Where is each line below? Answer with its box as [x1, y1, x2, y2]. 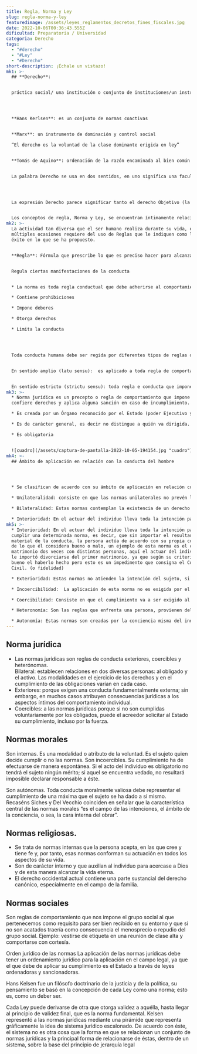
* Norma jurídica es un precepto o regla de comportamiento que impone [11, 395, 191, 400]
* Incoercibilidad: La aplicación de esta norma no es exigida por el [11, 586, 191, 592]
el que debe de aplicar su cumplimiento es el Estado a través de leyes [6, 963, 175, 970]
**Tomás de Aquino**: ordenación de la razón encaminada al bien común [11, 158, 191, 164]
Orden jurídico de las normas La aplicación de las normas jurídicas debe [6, 950, 181, 957]
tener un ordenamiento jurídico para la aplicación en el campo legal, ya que [6, 956, 188, 963]
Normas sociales [6, 898, 69, 908]
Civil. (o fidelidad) [11, 565, 64, 571]
